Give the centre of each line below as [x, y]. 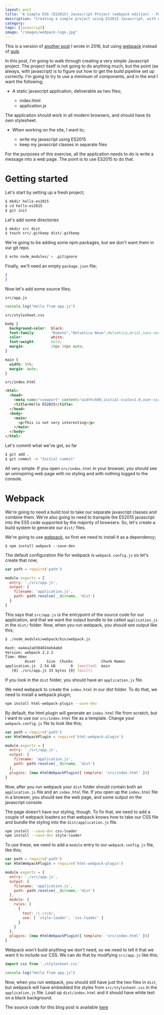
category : [15, 23]
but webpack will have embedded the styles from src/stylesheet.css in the [81, 987]
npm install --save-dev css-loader [41, 831]
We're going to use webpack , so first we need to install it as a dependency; [81, 537]
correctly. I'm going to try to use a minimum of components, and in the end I [82, 76]
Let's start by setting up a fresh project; [45, 192]
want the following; [24, 82]
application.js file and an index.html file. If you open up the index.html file [82, 792]
